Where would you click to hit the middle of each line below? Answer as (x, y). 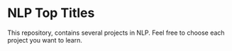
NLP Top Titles (51, 13)
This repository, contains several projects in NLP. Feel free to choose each (116, 33)
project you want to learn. (45, 40)
